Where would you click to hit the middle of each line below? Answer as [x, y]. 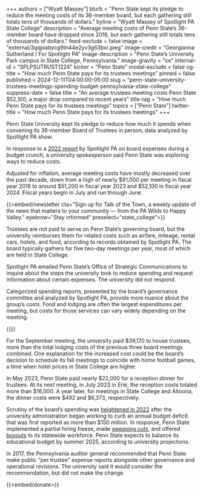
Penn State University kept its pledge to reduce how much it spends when [99, 124]
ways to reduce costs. [34, 161]
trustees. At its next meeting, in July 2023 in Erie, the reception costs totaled [102, 385]
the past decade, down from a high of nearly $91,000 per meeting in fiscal [99, 180]
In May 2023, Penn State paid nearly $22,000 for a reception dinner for [95, 378]
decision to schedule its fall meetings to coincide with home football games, [101, 360]
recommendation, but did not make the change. [66, 473]
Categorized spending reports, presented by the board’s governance [92, 291]
